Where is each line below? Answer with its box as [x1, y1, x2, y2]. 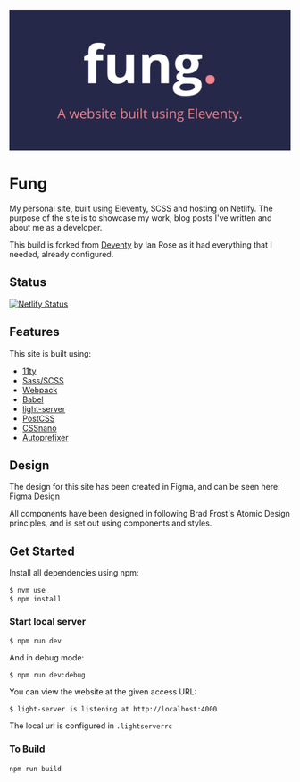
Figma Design [9, 491, 61, 501]
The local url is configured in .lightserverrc [9, 720, 172, 731]
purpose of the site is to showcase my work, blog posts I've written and [9, 212, 272, 223]
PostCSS [21, 413, 55, 424]
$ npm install [9, 595, 62, 604]
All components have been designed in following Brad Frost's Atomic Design [9, 509, 290, 519]
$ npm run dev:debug [9, 671, 87, 680]
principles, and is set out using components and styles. [9, 517, 212, 528]
